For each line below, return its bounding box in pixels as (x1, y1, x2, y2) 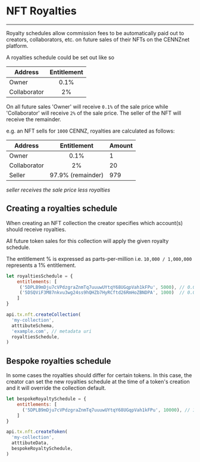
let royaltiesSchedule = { (6, 273, 73, 279)
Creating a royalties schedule (6, 204, 118, 214)
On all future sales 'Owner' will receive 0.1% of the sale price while (6, 103, 168, 110)
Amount (109, 141, 133, 150)
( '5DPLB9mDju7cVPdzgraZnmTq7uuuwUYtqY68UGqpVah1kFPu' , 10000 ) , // (21, 407, 190, 413)
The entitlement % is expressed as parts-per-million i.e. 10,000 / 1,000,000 (6, 255, 192, 262)
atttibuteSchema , (11, 322, 55, 329)
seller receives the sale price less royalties (6, 186, 111, 193)
